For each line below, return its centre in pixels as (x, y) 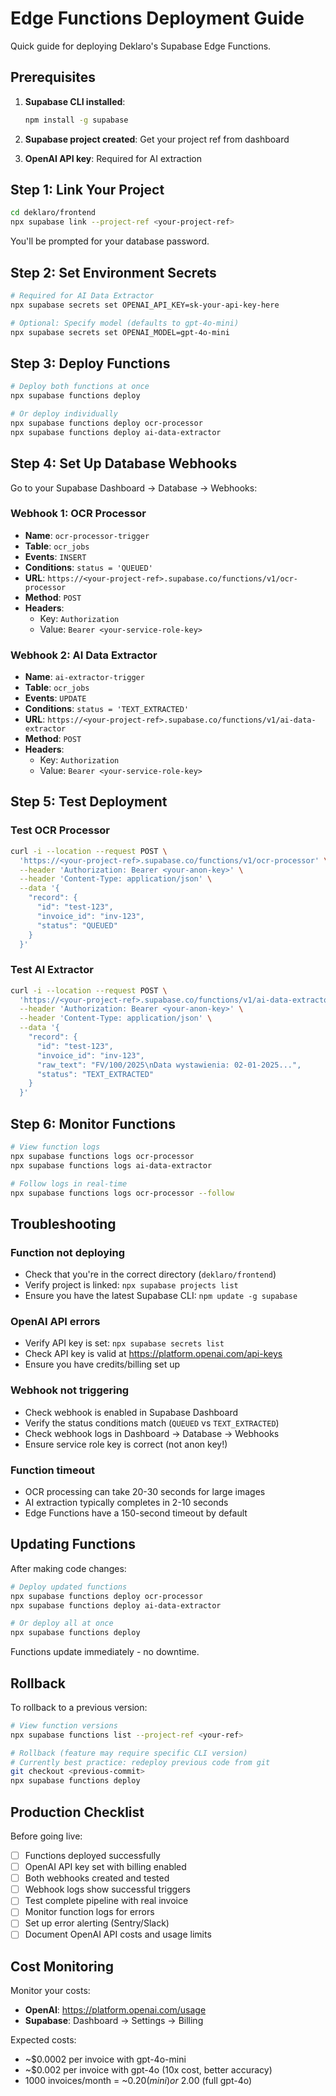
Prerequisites (53, 77)
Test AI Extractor (52, 970)
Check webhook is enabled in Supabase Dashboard (131, 1412)
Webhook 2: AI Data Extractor (84, 655)
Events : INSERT (55, 556)
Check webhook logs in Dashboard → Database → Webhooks (152, 1433)
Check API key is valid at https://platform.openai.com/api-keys (153, 1354)
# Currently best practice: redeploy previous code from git (140, 1762)
